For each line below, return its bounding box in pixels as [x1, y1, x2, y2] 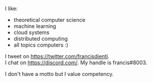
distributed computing [13, 35, 68, 42]
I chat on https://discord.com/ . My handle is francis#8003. [5, 59, 148, 66]
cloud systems [13, 29, 50, 36]
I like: [5, 5, 18, 12]
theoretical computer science [13, 16, 86, 23]
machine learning [13, 23, 56, 29]
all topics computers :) [13, 41, 69, 48]
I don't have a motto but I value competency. [5, 71, 114, 77]
